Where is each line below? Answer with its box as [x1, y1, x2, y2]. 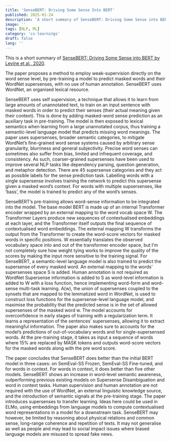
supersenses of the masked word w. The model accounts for [5, 307, 133, 313]
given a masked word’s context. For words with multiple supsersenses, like [5, 183, 162, 189]
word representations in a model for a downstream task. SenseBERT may [5, 409, 159, 415]
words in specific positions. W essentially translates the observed [5, 236, 143, 243]
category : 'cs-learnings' [5, 31, 60, 36]
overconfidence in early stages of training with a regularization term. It [5, 312, 153, 318]
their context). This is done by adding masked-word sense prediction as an [5, 112, 163, 119]
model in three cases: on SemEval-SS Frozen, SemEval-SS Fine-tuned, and [5, 360, 163, 366]
